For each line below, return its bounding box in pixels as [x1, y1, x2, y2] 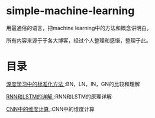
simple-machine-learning [6, 4, 135, 18]
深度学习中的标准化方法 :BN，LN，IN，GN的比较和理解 [6, 80, 140, 87]
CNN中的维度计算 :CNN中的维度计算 [6, 105, 95, 113]
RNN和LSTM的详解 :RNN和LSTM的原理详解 [6, 93, 112, 100]
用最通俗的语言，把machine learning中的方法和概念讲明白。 [6, 24, 152, 31]
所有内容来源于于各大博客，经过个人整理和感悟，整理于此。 [6, 37, 151, 44]
